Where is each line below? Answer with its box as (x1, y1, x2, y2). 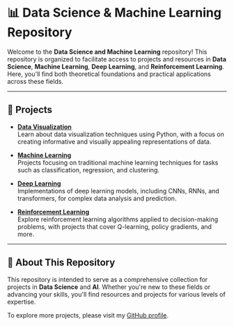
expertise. (7, 297, 36, 306)
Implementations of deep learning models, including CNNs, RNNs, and (17, 186, 219, 195)
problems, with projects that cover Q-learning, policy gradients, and (17, 222, 212, 230)
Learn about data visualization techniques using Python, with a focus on (17, 130, 224, 138)
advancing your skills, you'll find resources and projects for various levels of (7, 290, 226, 298)
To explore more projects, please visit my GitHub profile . (7, 311, 169, 319)
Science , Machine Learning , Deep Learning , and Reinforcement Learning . (7, 62, 224, 71)
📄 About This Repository (7, 257, 116, 269)
